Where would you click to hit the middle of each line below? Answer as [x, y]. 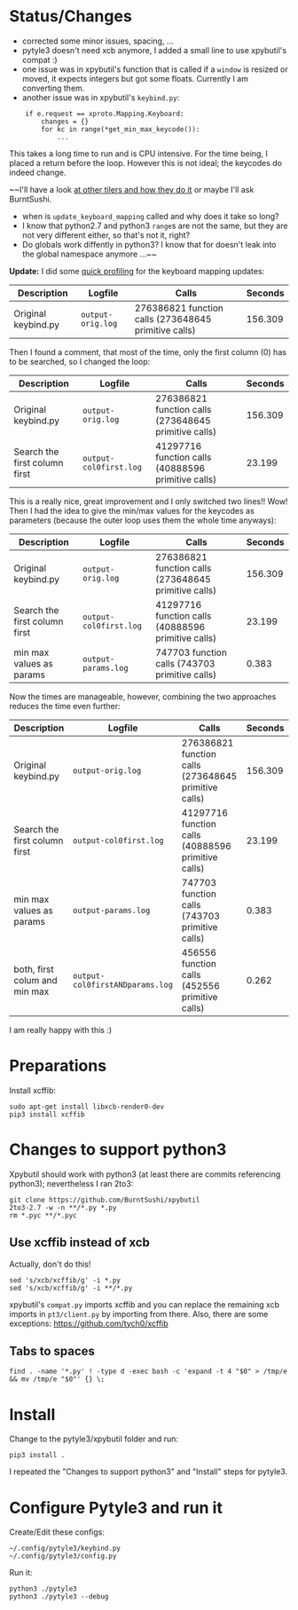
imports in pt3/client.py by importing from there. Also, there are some [139, 1314]
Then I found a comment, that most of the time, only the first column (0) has [148, 351]
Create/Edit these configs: [57, 1532]
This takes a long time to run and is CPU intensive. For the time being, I [138, 154]
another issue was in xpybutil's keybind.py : [101, 97]
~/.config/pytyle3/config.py [63, 1556]
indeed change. [38, 172]
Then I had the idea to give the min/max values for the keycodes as [132, 510]
